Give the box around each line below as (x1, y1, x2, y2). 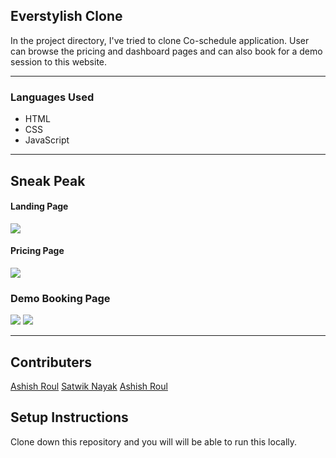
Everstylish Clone (10, 8, 123, 25)
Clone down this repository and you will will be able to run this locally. (10, 435, 298, 448)
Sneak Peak (10, 172, 86, 189)
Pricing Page (10, 245, 65, 257)
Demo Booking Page (10, 291, 111, 305)
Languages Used (10, 90, 95, 104)
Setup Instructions (10, 409, 129, 426)
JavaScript (24, 134, 70, 146)
